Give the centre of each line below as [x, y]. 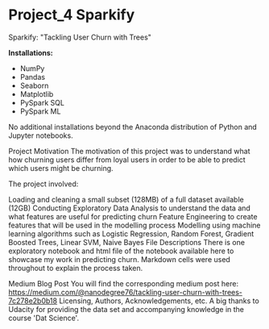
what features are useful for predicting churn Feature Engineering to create [133, 216]
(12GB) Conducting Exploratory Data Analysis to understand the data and [130, 208]
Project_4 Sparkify [72, 15]
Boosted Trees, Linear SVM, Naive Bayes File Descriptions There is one [127, 242]
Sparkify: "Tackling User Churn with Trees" [80, 37]
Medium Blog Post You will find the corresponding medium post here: [124, 283]
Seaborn [34, 85]
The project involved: [43, 184]
